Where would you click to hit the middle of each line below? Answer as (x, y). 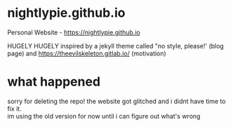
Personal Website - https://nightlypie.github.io (74, 32)
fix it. (15, 108)
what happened (54, 82)
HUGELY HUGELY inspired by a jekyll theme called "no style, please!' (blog (116, 46)
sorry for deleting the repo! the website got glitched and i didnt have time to (116, 101)
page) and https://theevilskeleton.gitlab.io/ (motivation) (87, 53)
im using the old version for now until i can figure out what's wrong (104, 116)
